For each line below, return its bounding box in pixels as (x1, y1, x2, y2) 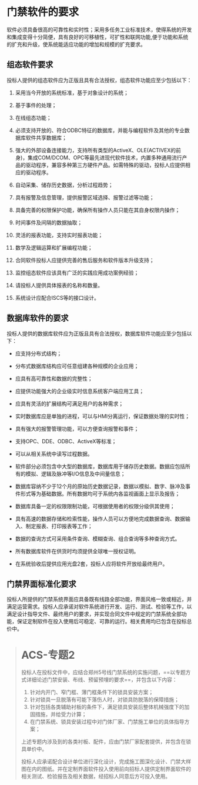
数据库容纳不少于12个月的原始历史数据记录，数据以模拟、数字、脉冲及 (15, 482, 186, 490)
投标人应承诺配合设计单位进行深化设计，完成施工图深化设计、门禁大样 (21, 758, 192, 765)
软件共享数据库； (25, 134, 67, 141)
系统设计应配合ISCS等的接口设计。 (15, 294, 99, 301)
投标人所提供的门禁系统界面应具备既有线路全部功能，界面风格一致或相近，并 (6, 596, 192, 603)
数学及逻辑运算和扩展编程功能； (15, 244, 93, 251)
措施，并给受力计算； (35, 711, 87, 718)
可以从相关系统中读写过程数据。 (15, 450, 93, 457)
